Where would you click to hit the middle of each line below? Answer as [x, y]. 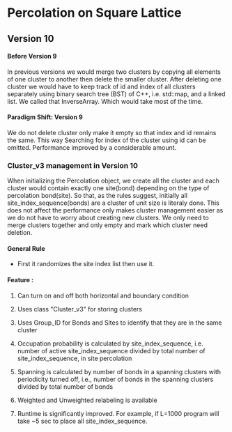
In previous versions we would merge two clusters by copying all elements [114, 72]
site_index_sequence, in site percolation [75, 358]
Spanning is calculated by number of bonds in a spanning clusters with [119, 371]
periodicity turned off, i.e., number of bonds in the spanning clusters [115, 379]
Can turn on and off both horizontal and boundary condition [103, 295]
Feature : [20, 280]
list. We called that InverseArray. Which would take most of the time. [105, 101]
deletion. [20, 233]
